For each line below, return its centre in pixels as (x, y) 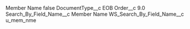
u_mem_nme (21, 20)
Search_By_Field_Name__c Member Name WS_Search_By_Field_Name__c (95, 14)
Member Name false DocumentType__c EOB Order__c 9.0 (76, 8)
